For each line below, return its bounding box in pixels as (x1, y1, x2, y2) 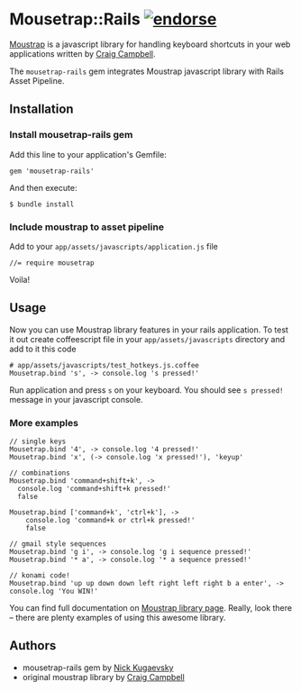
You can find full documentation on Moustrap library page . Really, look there (9, 603, 293, 614)
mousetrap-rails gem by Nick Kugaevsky (22, 662, 174, 673)
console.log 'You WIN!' (9, 586, 99, 596)
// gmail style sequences (9, 540, 106, 549)
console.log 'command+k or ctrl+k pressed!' (25, 516, 196, 525)
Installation (9, 102, 74, 117)
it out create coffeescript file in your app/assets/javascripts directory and (9, 333, 286, 344)
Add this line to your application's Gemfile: (9, 149, 167, 159)
